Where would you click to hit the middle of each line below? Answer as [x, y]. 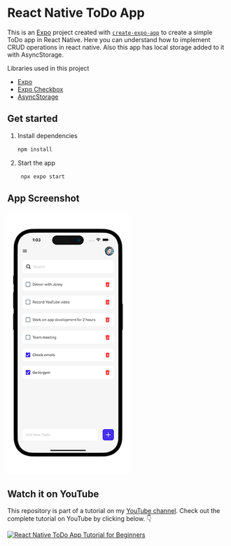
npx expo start [43, 177]
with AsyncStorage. [36, 55]
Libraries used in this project [48, 68]
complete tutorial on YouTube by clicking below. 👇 [79, 519]
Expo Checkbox [40, 89]
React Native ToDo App [76, 13]
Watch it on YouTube [53, 494]
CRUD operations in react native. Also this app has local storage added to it [116, 47]
